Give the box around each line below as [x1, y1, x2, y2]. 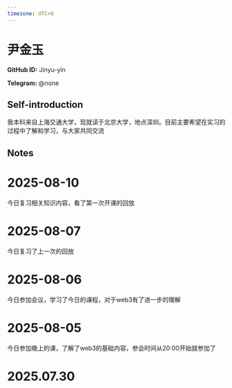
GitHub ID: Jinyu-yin [7, 65, 66, 73]
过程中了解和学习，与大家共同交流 [7, 127, 105, 135]
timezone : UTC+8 [7, 10, 54, 17]
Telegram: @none [7, 79, 60, 87]
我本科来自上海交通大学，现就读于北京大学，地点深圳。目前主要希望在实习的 [7, 118, 226, 127]
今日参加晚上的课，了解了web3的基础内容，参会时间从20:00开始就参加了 [7, 344, 216, 352]
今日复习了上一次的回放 [7, 247, 74, 255]
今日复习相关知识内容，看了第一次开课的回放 [7, 198, 135, 207]
